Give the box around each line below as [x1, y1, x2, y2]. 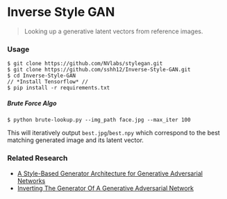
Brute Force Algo [7, 98, 57, 107]
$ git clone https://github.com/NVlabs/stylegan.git [7, 60, 163, 67]
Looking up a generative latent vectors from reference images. [24, 27, 203, 35]
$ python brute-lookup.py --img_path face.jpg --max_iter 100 [7, 116, 191, 123]
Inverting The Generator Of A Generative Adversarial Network [17, 184, 194, 192]
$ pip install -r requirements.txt [7, 85, 110, 92]
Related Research [7, 153, 68, 163]
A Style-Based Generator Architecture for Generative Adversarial [17, 169, 203, 178]
